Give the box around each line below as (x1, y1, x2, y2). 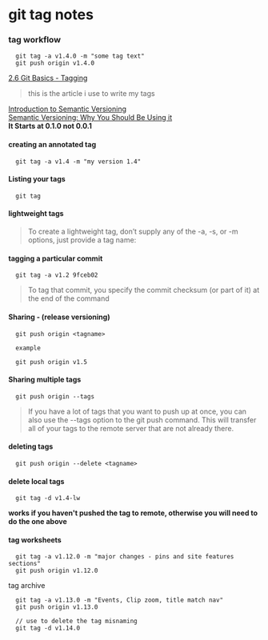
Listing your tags (8, 174, 66, 184)
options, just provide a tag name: (27, 235, 137, 245)
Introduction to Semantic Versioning (8, 104, 126, 114)
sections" (8, 560, 42, 568)
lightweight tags (8, 209, 64, 218)
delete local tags (8, 476, 65, 486)
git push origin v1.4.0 (15, 59, 94, 67)
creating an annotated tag (8, 140, 97, 150)
